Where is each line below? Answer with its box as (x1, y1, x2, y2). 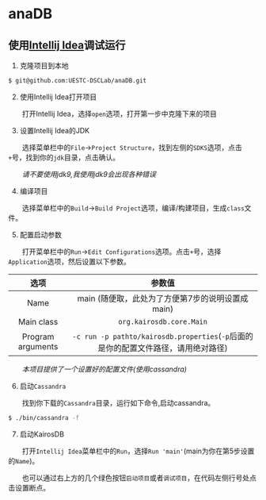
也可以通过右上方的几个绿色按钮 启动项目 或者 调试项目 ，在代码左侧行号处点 (22, 473, 257, 483)
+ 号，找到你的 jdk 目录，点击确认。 (8, 152, 120, 162)
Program (22, 331, 55, 342)
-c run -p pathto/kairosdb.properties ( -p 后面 (72, 330, 245, 341)
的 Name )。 (8, 456, 40, 465)
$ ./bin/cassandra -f (8, 413, 80, 421)
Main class (18, 316, 59, 327)
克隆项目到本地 (19, 61, 69, 70)
